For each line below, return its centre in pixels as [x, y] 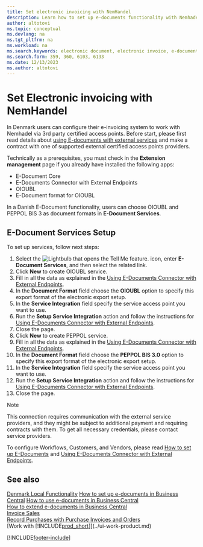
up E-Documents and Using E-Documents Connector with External [89, 454]
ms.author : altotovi [33, 68]
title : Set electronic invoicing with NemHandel [69, 12]
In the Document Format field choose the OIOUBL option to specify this [105, 291]
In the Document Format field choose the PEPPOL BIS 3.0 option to [100, 355]
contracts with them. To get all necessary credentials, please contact [92, 429]
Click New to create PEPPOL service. [61, 336]
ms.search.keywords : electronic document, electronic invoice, [88, 51]
